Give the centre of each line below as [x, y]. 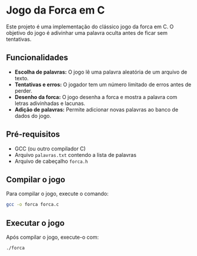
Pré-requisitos [33, 134]
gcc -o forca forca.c [33, 205]
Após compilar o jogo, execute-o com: [52, 237]
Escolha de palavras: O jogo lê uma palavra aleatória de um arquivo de [101, 72]
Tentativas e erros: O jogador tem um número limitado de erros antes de [103, 84]
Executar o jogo [35, 223]
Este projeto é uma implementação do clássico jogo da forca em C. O [90, 27]
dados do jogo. [33, 116]
